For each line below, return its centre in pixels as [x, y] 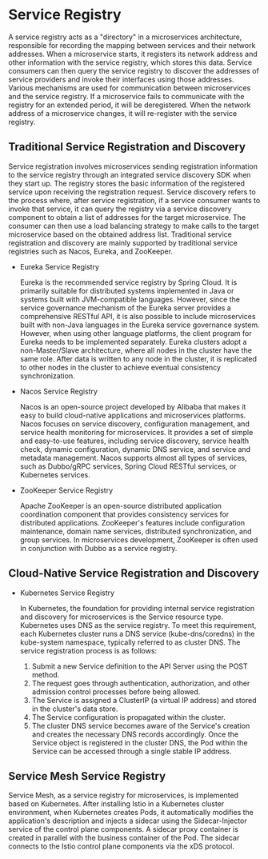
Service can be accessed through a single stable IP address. [132, 751]
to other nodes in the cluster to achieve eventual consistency [120, 367]
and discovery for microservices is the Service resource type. [122, 617]
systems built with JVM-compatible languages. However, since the [130, 299]
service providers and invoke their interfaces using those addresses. [121, 79]
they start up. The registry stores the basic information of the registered [127, 183]
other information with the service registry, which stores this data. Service [130, 62]
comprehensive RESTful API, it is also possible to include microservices [138, 316]
